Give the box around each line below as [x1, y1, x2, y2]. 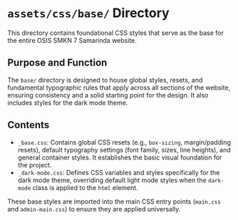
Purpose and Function [7, 57, 108, 69]
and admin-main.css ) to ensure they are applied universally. [7, 204, 181, 213]
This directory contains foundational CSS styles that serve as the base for [7, 28, 224, 37]
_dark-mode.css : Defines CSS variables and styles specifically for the [17, 168, 220, 177]
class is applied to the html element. [32, 183, 138, 192]
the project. [17, 160, 52, 169]
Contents [7, 119, 50, 131]
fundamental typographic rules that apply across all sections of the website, [7, 83, 231, 92]
